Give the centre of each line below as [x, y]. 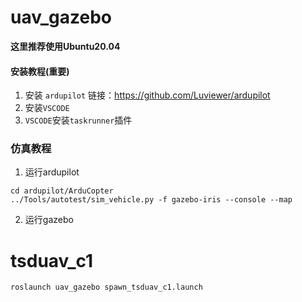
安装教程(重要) [40, 71]
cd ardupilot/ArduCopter [62, 191]
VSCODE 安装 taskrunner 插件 [78, 120]
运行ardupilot [52, 172]
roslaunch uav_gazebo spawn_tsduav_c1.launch [106, 287]
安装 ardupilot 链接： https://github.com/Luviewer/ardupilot [147, 95]
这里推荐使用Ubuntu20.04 [65, 46]
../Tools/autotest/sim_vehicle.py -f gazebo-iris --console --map [151, 200]
